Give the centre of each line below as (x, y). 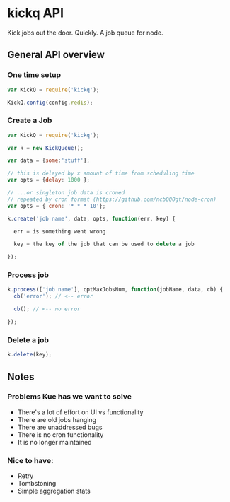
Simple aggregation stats (54, 491)
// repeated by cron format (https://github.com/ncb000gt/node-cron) (112, 199)
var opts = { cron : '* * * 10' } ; (57, 206)
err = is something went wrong (60, 231)
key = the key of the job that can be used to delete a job (104, 244)
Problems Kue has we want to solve (70, 397)
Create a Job (30, 120)
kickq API (36, 13)
